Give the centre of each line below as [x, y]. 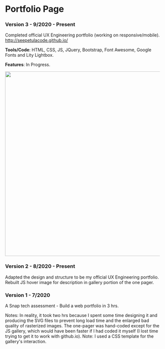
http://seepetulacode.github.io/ [37, 40]
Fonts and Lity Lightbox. [29, 55]
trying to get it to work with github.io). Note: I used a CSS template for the [79, 336]
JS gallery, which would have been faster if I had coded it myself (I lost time [82, 331]
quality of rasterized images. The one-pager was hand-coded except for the [82, 326]
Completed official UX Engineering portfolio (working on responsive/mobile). [82, 35]
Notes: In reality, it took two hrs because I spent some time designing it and [81, 316]
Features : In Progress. [28, 64]
